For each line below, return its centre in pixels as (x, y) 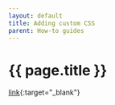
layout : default (35, 16)
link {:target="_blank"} (44, 92)
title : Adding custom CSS (51, 23)
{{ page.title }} (58, 70)
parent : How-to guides (46, 30)
